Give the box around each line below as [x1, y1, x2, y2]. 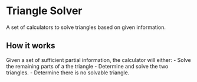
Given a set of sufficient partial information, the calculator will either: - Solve [6, 56, 191, 63]
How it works [6, 41, 55, 51]
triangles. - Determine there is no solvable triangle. [6, 69, 130, 76]
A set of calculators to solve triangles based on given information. [6, 24, 166, 31]
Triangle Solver [6, 4, 83, 18]
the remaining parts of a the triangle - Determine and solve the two [6, 63, 169, 70]
